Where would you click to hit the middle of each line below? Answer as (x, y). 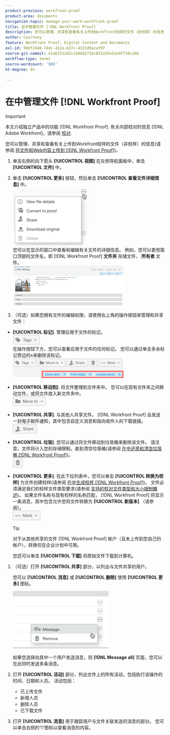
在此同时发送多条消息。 (37, 664)
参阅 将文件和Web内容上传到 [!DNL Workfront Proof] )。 (63, 150)
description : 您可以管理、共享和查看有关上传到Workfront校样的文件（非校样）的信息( (86, 32)
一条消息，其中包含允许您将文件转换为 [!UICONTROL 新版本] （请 (81, 502)
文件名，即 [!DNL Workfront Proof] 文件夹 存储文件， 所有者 (93, 256)
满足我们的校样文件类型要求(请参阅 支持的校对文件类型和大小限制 (85, 489)
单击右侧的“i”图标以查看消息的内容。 (55, 728)
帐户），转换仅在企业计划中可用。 (47, 545)
